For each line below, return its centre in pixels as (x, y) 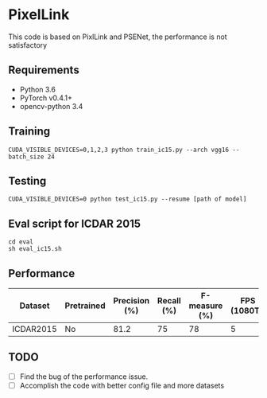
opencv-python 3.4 (51, 106)
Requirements (44, 70)
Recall (169, 300)
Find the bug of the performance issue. (84, 377)
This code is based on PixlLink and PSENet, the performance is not (118, 37)
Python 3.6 (37, 89)
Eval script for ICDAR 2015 (75, 223)
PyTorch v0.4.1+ (46, 98)
